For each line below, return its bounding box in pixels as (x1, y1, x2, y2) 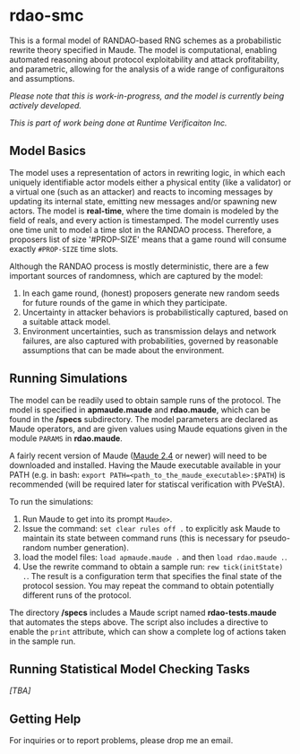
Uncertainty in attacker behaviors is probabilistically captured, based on (21, 307, 288, 317)
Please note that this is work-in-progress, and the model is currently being (9, 91, 285, 101)
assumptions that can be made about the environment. (21, 344, 225, 355)
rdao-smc (9, 5, 84, 26)
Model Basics (9, 143, 87, 159)
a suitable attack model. (21, 316, 111, 327)
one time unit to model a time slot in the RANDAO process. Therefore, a (9, 224, 271, 235)
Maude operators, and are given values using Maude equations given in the (9, 423, 288, 434)
